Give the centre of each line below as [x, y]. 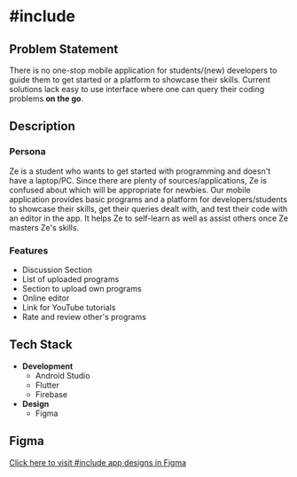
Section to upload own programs [82, 288]
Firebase [51, 394]
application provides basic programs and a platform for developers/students [148, 199]
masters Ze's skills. [44, 227]
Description [42, 126]
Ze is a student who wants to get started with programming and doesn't [140, 171]
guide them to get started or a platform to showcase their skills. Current [140, 80]
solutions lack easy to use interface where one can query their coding [137, 89]
